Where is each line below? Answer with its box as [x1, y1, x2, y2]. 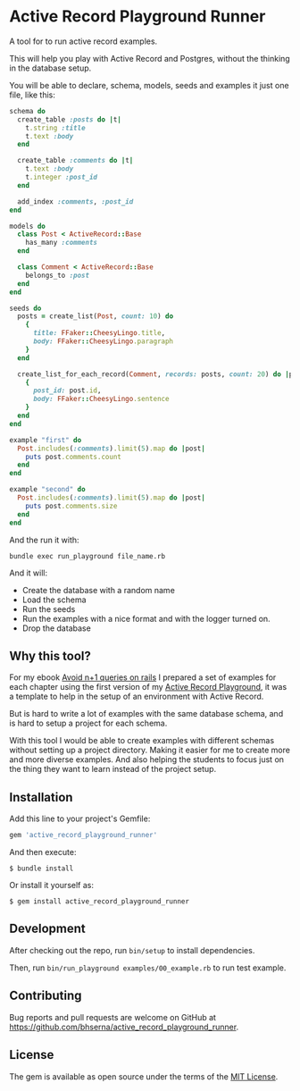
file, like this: [9, 89, 56, 100]
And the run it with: [9, 534, 79, 545]
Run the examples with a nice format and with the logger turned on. [21, 613, 271, 624]
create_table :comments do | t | [17, 156, 134, 165]
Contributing [9, 988, 82, 1003]
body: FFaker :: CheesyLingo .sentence [32, 395, 170, 404]
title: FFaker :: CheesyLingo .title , [32, 329, 166, 338]
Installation [9, 789, 73, 805]
